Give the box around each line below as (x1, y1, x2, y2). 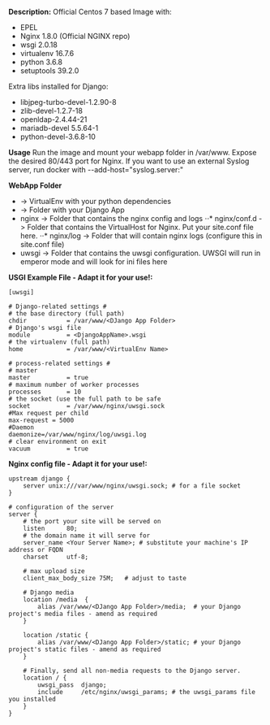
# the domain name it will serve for (23, 532, 151, 540)
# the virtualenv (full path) (8, 338, 111, 346)
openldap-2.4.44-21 (19, 115, 88, 124)
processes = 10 (8, 388, 82, 396)
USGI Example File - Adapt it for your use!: (8, 272, 153, 282)
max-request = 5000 (8, 416, 75, 424)
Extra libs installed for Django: (8, 81, 109, 91)
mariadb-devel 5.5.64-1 (19, 124, 99, 132)
